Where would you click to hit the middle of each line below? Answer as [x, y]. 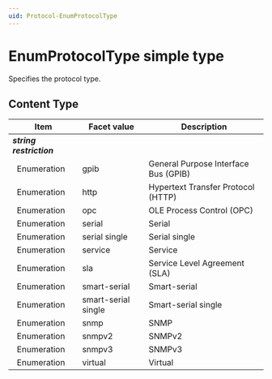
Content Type [44, 103]
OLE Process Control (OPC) [201, 210]
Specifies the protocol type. [55, 79]
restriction [33, 151]
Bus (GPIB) [170, 174]
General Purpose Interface [199, 164]
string [24, 140]
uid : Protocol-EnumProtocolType [63, 16]
